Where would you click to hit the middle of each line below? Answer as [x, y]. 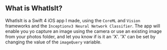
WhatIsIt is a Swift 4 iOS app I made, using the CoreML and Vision [73, 20]
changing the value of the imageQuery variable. [54, 42]
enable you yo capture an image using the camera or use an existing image [83, 31]
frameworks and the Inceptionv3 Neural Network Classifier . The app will [83, 26]
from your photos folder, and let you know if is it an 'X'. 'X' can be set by [80, 36]
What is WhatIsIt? [34, 8]
